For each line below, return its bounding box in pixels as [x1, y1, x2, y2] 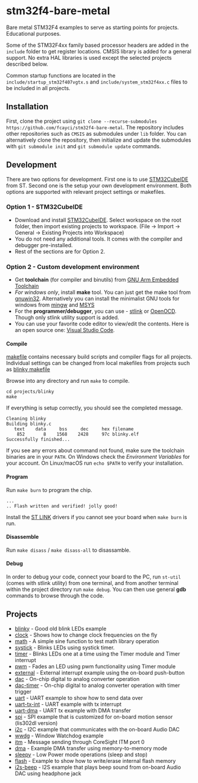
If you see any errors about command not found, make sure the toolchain [6, 447, 185, 454]
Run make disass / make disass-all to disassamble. [6, 546, 131, 554]
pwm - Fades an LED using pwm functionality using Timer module [14, 663, 176, 670]
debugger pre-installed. [14, 241, 73, 248]
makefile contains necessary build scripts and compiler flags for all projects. [6, 353, 193, 360]
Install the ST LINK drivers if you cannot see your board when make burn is [6, 513, 187, 520]
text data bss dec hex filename [14, 426, 134, 432]
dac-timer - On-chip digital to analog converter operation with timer [14, 682, 180, 689]
